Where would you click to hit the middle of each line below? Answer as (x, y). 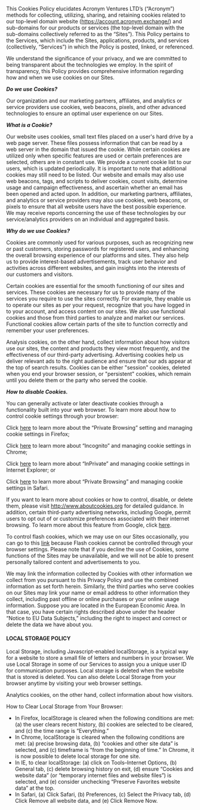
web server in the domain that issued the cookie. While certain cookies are (98, 149)
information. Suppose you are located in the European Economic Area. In (96, 605)
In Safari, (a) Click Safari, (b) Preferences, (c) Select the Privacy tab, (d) (103, 794)
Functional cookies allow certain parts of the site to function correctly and (97, 324)
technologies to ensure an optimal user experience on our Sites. (85, 113)
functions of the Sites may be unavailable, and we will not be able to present (100, 556)
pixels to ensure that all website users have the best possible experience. (96, 207)
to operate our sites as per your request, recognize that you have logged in (98, 305)
